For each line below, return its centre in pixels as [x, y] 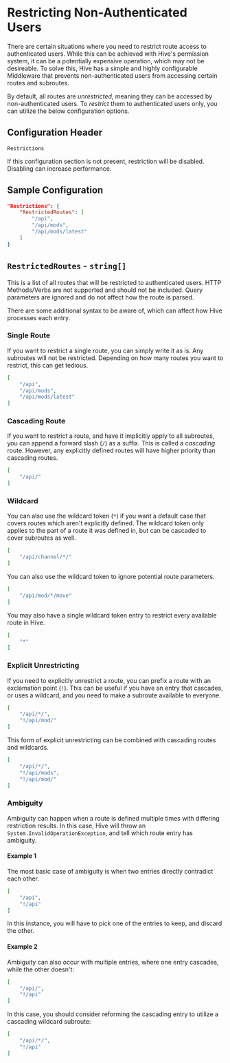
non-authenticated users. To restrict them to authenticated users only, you [112, 103]
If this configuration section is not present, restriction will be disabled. [106, 161]
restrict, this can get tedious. [48, 365]
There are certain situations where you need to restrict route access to [107, 46]
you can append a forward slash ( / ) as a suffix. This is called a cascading [111, 443]
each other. [23, 878]
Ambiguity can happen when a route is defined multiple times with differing [113, 818]
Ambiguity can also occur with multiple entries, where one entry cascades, [113, 962]
